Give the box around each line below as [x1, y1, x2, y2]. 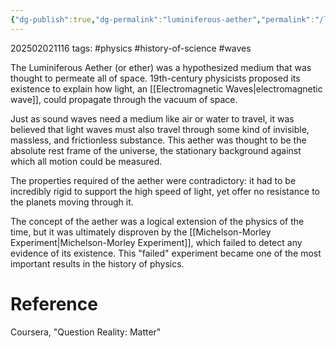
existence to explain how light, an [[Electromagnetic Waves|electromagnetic [10, 82, 323, 95]
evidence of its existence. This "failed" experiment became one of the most [10, 247, 322, 259]
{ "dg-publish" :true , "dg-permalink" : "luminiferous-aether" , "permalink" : [10, 14, 315, 25]
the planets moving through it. [10, 196, 134, 208]
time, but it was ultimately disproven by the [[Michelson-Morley [10, 226, 272, 238]
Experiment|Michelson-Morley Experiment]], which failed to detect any [10, 236, 303, 248]
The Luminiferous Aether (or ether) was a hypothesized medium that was [10, 61, 312, 73]
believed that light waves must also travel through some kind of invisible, [10, 123, 310, 135]
